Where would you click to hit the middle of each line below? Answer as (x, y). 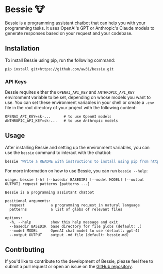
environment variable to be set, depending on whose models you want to (78, 97)
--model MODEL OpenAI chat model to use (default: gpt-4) (74, 231)
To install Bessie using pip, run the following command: (60, 60)
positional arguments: (28, 201)
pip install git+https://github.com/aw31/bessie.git (59, 69)
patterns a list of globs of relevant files (66, 209)
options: (14, 218)
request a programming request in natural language (74, 205)
